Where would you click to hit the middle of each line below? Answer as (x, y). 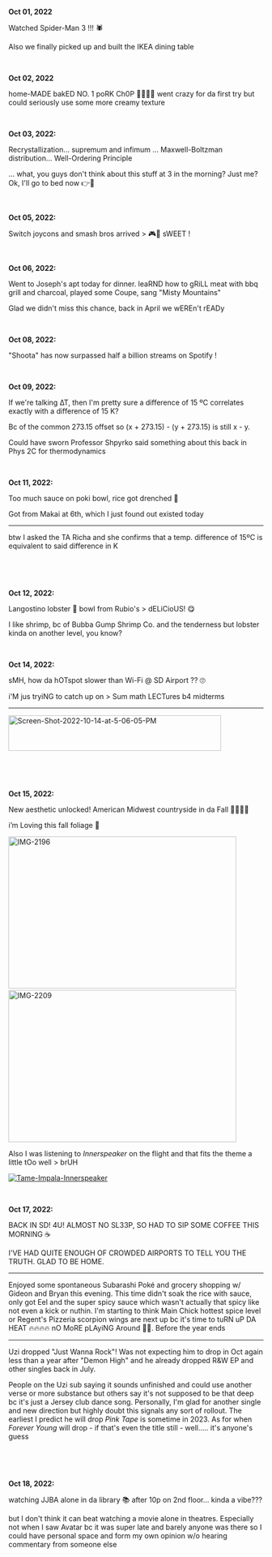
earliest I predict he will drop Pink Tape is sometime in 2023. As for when (130, 1419)
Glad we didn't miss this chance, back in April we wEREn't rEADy (117, 308)
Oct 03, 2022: (32, 134)
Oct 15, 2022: (32, 794)
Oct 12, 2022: (32, 593)
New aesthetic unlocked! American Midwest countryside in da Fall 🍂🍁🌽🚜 (129, 809)
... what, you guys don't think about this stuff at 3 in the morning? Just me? (133, 174)
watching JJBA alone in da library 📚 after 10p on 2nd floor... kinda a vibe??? (136, 1500)
